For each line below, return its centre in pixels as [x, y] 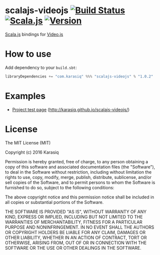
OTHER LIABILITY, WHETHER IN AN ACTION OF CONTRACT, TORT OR [76, 237]
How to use [28, 54]
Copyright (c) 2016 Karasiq [32, 152]
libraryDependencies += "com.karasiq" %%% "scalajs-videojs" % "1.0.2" [79, 76]
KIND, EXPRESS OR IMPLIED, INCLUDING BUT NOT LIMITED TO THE [74, 216]
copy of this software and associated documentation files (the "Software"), [80, 167]
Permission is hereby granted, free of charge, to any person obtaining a [77, 161]
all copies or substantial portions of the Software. [54, 202]
